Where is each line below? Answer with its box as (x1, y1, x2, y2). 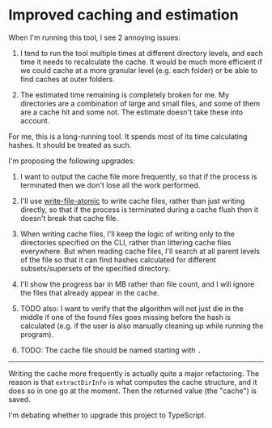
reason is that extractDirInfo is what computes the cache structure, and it (8, 377, 257, 387)
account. (19, 115, 50, 125)
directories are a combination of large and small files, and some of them (19, 98, 261, 108)
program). (19, 329, 54, 339)
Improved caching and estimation (8, 6, 239, 24)
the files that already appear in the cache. (19, 287, 159, 297)
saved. (8, 394, 31, 404)
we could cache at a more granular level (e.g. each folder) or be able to (19, 65, 257, 75)
